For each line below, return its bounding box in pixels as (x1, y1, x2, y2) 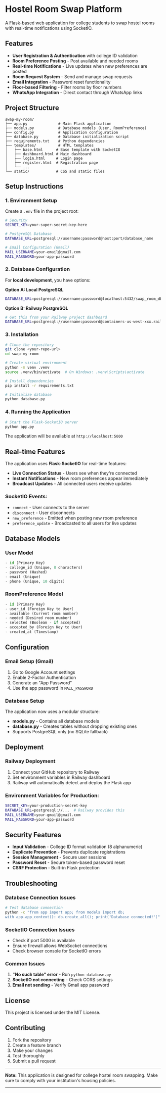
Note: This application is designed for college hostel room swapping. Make (5, 1072, 158, 1078)
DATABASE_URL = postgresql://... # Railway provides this (5, 808, 125, 812)
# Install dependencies (5, 379, 54, 383)
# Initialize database (5, 392, 52, 397)
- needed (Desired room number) (5, 616, 72, 620)
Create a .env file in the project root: (5, 208, 79, 214)
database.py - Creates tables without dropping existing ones (12, 723, 137, 729)
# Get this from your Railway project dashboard (5, 315, 107, 320)
